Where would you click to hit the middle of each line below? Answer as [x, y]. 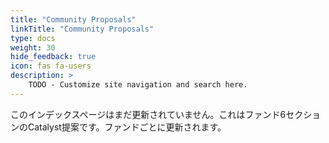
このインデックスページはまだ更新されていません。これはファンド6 [148, 114]
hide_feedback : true [53, 57]
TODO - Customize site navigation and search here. [138, 85]
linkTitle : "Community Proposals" [82, 29]
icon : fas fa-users [51, 66]
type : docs [33, 38]
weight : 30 [33, 47]
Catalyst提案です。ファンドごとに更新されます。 [127, 127]
